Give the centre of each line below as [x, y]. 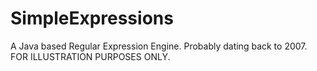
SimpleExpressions [92, 18]
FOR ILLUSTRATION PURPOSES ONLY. [90, 56]
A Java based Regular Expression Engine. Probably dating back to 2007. [159, 46]
